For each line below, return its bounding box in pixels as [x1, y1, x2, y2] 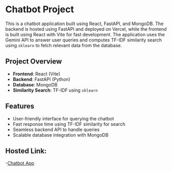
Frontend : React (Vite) [12, 71, 61, 77]
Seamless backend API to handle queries [12, 126, 100, 133]
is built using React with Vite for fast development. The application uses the [5, 31, 165, 37]
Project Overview [5, 57, 62, 66]
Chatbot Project [5, 4, 74, 15]
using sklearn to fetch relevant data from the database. [5, 42, 122, 48]
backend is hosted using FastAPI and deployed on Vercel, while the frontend [5, 26, 167, 32]
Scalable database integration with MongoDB [12, 132, 109, 138]
